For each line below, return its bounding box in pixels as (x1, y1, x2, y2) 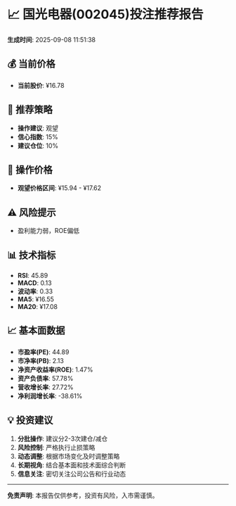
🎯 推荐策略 (7, 103, 53, 116)
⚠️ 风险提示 (7, 206, 56, 218)
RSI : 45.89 (17, 272, 48, 279)
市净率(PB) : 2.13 (17, 356, 65, 365)
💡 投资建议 (7, 415, 53, 426)
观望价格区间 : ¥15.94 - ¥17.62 (17, 184, 102, 192)
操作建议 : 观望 (17, 124, 58, 132)
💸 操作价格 (7, 163, 53, 176)
